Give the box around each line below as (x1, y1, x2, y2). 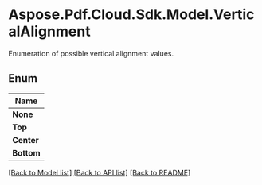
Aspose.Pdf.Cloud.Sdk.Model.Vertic (8, 6, 255, 24)
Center (12, 134, 40, 145)
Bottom (12, 147, 41, 158)
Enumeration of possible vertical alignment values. (8, 48, 174, 58)
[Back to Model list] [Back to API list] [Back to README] (8, 168, 191, 177)
